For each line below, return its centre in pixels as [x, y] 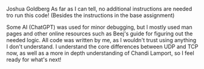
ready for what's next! [34, 60]
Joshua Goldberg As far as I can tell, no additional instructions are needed [99, 9]
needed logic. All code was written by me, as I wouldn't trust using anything [101, 40]
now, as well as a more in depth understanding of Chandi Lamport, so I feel [100, 53]
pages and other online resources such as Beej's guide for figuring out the [100, 34]
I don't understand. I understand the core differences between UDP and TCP [102, 46]
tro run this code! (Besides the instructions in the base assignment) [90, 15]
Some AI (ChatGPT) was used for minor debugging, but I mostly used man [100, 27]
